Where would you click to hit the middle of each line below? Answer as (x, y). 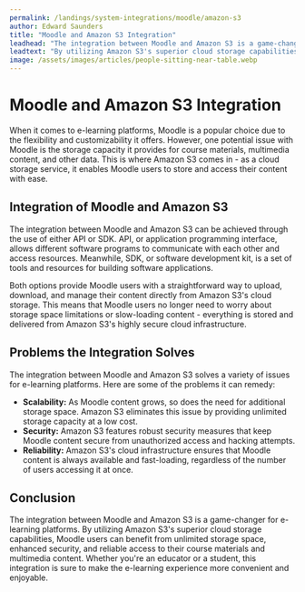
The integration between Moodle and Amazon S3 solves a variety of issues (150, 375)
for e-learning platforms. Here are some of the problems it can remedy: (143, 384)
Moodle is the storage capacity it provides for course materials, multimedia (150, 149)
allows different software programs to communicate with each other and (144, 248)
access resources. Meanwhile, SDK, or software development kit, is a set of (151, 258)
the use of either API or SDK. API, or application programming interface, (143, 238)
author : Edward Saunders (56, 26)
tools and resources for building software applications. (111, 267)
